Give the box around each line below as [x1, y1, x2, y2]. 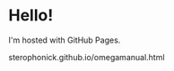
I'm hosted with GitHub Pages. [8, 35, 121, 45]
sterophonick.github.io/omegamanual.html [8, 51, 165, 62]
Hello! [8, 5, 54, 26]
